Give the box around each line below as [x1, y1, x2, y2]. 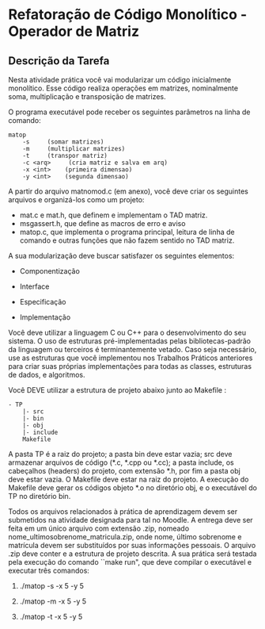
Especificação [19, 297, 66, 306]
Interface [19, 282, 50, 291]
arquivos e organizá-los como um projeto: [8, 195, 145, 204]
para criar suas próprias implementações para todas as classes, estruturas [8, 362, 252, 370]
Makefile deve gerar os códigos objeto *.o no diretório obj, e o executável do [8, 483, 257, 493]
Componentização [19, 267, 81, 275]
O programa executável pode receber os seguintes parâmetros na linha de [8, 107, 251, 117]
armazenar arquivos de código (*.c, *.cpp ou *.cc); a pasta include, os [8, 458, 235, 467]
